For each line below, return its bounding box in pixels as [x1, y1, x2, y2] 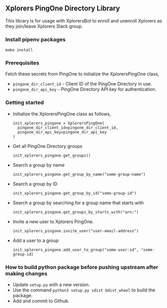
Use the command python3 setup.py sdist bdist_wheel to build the [12, 287, 156, 293]
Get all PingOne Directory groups [12, 143, 83, 149]
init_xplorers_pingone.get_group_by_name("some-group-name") [12, 171, 146, 177]
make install [5, 48, 33, 53]
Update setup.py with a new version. [12, 281, 90, 288]
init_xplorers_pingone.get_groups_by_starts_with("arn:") [12, 209, 139, 214]
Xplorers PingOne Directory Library [5, 4, 120, 13]
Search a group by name [12, 162, 65, 168]
